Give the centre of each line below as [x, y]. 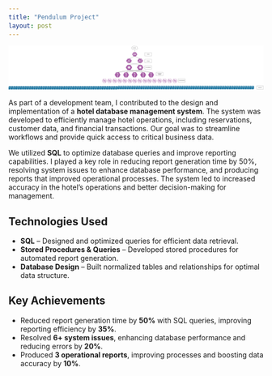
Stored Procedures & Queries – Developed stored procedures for [129, 249]
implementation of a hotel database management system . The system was [135, 111]
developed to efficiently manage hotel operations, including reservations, [130, 120]
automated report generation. [69, 258]
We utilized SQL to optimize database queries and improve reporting [122, 153]
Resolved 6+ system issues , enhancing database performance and [133, 337]
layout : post [30, 26]
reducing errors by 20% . [62, 346]
